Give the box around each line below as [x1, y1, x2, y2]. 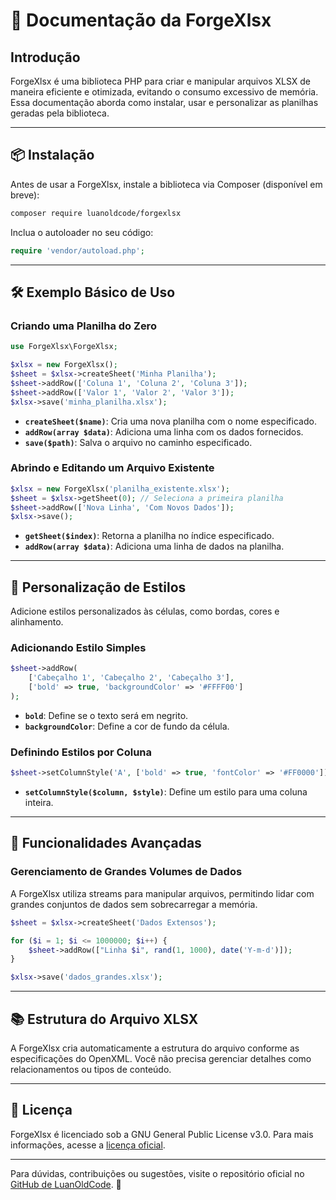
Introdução [10, 49, 81, 66]
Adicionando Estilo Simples [10, 641, 147, 655]
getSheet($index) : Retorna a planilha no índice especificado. [24, 530, 275, 542]
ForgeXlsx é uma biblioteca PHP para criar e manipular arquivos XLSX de [10, 75, 312, 87]
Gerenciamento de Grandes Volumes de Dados [10, 865, 243, 879]
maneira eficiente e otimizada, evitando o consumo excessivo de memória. [10, 86, 319, 98]
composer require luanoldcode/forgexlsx [10, 208, 182, 218]
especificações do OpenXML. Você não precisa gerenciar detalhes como [10, 1052, 312, 1064]
